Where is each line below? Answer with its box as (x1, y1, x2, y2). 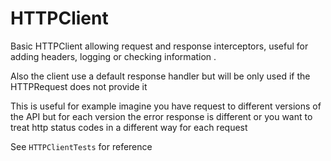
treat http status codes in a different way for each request (10, 121, 248, 133)
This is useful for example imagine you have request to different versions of (10, 100, 322, 112)
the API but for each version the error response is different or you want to (10, 110, 313, 122)
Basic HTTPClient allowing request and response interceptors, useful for (10, 40, 309, 52)
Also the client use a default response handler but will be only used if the (10, 70, 311, 82)
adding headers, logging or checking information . (10, 50, 217, 62)
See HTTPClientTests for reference (10, 140, 153, 152)
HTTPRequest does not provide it (10, 80, 148, 92)
